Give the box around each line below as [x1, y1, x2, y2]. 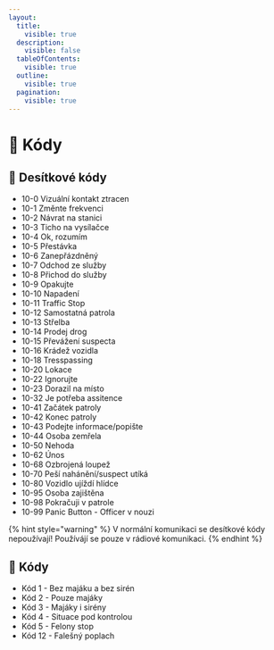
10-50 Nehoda [21, 440, 75, 451]
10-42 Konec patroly [21, 412, 97, 422]
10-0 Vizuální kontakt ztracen [21, 194, 130, 204]
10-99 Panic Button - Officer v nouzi [21, 506, 155, 518]
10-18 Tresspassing [21, 354, 93, 366]
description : [16, 37, 65, 47]
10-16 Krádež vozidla [21, 346, 99, 356]
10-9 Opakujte [21, 279, 74, 290]
